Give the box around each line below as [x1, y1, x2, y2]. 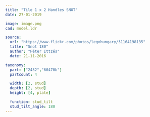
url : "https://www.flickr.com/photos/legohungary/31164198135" [10, 40, 145, 45]
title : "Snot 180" [10, 44, 49, 49]
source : [5, 35, 22, 40]
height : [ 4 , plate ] [10, 90, 51, 95]
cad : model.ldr [5, 26, 37, 31]
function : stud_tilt [10, 99, 53, 104]
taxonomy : [5, 62, 26, 68]
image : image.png [5, 21, 42, 26]
